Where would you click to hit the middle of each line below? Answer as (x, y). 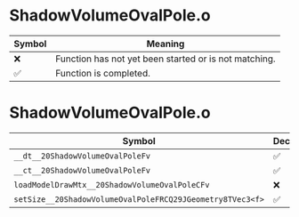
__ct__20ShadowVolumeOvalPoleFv (82, 170)
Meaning (166, 44)
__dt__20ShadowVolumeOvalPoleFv (82, 156)
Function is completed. (103, 73)
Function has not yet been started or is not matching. (165, 59)
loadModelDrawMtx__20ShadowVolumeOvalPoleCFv (112, 185)
